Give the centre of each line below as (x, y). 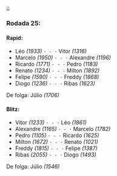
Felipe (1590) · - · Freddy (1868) (57, 77)
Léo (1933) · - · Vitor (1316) (51, 51)
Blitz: (13, 109)
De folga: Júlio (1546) (33, 167)
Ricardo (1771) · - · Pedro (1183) (56, 64)
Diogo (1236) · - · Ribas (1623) (55, 84)
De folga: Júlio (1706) (33, 95)
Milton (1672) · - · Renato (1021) (57, 142)
